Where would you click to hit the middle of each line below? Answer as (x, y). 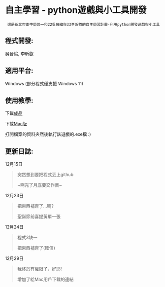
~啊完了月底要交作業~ (40, 185)
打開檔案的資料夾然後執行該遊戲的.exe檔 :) (48, 134)
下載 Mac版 (16, 124)
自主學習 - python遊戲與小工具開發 (76, 10)
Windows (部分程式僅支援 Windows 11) (44, 83)
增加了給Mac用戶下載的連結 (45, 280)
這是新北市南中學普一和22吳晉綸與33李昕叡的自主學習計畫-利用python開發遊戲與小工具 (83, 24)
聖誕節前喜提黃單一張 (39, 216)
